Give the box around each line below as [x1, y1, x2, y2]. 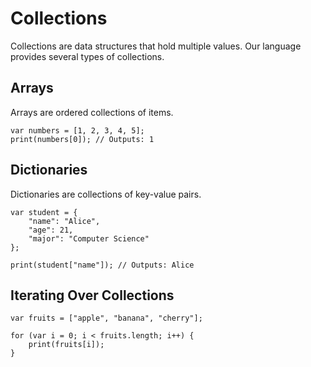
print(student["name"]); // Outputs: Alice [10, 260, 195, 270]
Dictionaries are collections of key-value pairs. [10, 188, 202, 200]
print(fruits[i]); [28, 340, 105, 350]
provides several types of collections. [10, 50, 165, 62]
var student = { [10, 207, 78, 217]
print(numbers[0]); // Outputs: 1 [10, 134, 155, 144]
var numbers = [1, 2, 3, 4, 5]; [10, 125, 145, 136]
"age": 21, [28, 225, 74, 235]
